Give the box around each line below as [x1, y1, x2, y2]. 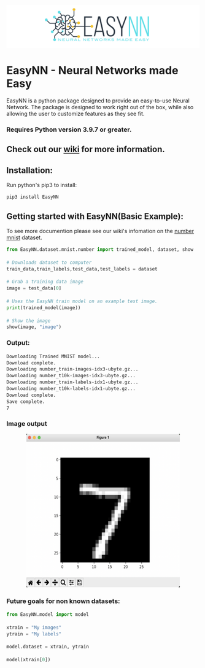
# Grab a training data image [6, 278, 84, 285]
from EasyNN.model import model [6, 612, 89, 618]
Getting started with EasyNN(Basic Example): [6, 211, 184, 221]
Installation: [6, 165, 53, 175]
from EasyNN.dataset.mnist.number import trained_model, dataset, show [6, 246, 193, 253]
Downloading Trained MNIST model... [6, 353, 100, 359]
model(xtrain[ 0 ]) [6, 657, 51, 663]
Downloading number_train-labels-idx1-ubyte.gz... [6, 379, 139, 385]
